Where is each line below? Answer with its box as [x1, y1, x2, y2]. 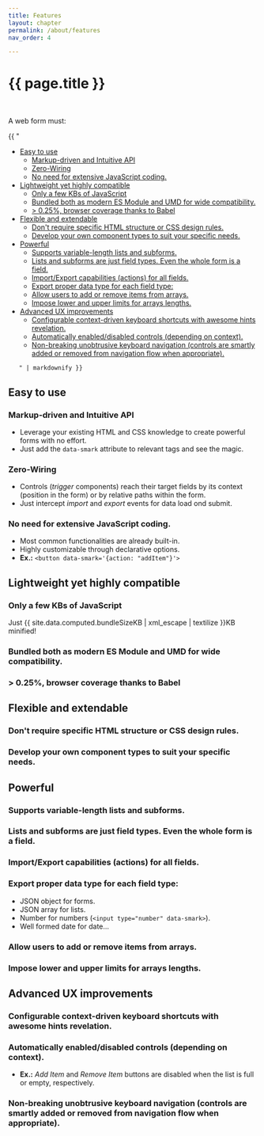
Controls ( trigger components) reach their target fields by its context [19, 482, 243, 492]
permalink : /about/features [8, 26, 101, 34]
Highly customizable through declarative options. [19, 545, 180, 554]
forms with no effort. [19, 435, 87, 445]
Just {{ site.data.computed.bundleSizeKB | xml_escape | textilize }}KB [8, 618, 236, 628]
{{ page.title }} [8, 74, 106, 93]
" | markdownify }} [18, 364, 83, 372]
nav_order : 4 [8, 33, 51, 42]
